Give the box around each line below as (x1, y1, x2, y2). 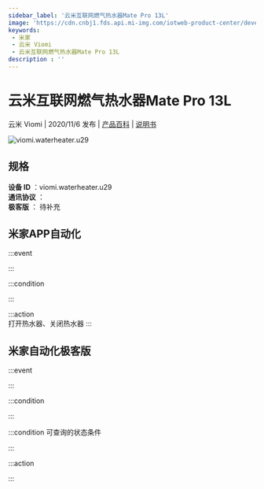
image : (8, 19, 30, 27)
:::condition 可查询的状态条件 (8, 428, 102, 437)
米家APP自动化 (8, 228, 81, 241)
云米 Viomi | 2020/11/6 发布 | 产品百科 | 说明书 (8, 119, 157, 128)
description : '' (8, 56, 65, 64)
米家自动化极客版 (8, 344, 91, 357)
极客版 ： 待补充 (8, 202, 60, 211)
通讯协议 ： (8, 192, 45, 202)
